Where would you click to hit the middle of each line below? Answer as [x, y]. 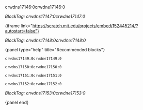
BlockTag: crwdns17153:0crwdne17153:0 [45, 93]
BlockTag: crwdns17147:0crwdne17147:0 [45, 16]
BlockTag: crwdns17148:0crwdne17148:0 [46, 40]
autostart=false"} [22, 31]
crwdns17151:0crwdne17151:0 [33, 76]
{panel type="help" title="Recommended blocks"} [55, 50]
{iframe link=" [19, 26]
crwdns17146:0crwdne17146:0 [35, 7]
